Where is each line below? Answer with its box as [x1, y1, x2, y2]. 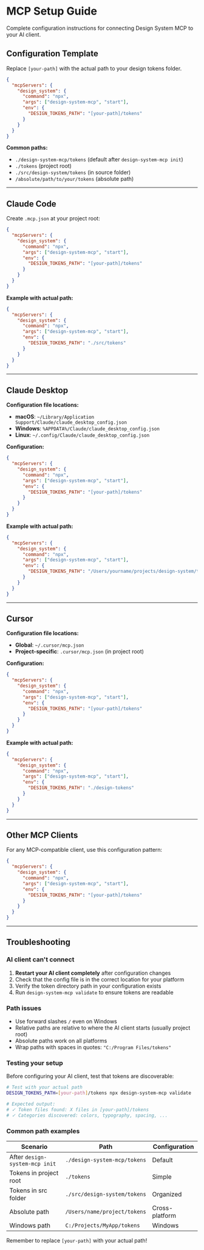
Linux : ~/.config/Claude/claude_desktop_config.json [15, 431, 150, 439]
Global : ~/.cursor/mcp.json [15, 641, 84, 649]
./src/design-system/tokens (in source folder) [15, 169, 131, 176]
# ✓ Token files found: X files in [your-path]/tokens [6, 1106, 149, 1112]
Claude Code [6, 198, 56, 209]
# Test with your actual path [6, 1084, 83, 1090]
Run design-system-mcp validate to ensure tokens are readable [15, 988, 174, 996]
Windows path [9, 1221, 50, 1229]
